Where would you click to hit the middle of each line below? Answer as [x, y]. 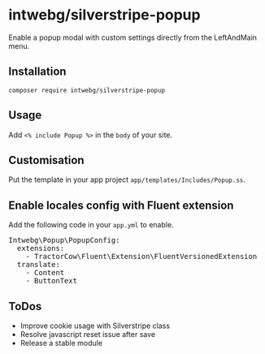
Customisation [46, 160]
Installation [37, 72]
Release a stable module [61, 343]
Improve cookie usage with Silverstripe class [95, 326]
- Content [45, 273]
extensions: [41, 248]
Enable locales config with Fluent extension [121, 205]
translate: [39, 265]
